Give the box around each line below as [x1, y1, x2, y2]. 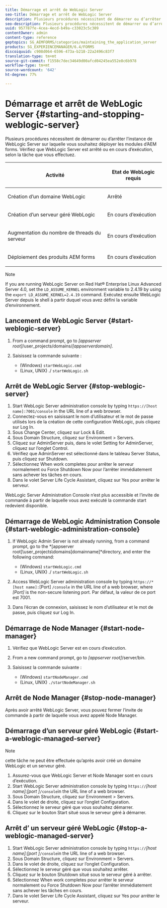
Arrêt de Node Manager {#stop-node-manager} [5, 694, 157, 702]
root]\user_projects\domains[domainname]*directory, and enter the [12, 549, 151, 555]
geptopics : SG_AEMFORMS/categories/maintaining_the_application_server [5, 40, 157, 45]
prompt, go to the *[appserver [12, 544, 75, 549]
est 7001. [12, 594, 31, 601]
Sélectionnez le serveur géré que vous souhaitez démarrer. [12, 804, 134, 810]
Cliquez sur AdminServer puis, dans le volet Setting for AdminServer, [12, 440, 154, 446]
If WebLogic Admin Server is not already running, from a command [12, 538, 150, 544]
